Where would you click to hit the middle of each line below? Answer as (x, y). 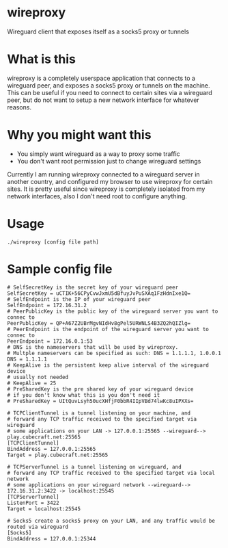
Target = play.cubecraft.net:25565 (58, 455)
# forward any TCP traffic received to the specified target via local (111, 473)
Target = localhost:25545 (44, 509)
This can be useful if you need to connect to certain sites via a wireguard (110, 92)
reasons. (19, 107)
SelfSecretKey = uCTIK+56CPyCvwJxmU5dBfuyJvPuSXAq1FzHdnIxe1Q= (99, 293)
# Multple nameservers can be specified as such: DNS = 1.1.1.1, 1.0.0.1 (114, 353)
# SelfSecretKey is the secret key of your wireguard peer (93, 287)
